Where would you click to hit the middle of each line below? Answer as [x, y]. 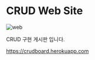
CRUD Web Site [45, 11]
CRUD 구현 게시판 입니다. [35, 39]
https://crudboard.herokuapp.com [47, 51]
